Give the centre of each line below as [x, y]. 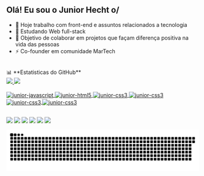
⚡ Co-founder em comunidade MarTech [65, 51]
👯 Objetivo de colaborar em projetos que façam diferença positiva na [102, 38]
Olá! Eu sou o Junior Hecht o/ [63, 10]
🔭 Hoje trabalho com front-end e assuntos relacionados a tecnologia [101, 24]
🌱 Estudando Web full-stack [50, 31]
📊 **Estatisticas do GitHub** [44, 72]
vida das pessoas [37, 44]
